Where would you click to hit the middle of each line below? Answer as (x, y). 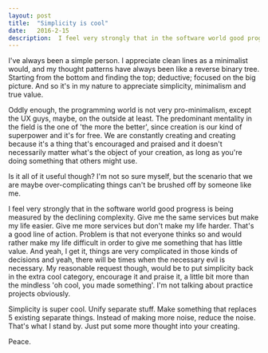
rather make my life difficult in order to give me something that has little (126, 243)
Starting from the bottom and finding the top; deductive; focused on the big (132, 77)
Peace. (20, 342)
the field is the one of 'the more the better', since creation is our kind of (125, 127)
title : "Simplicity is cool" (59, 23)
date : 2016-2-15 (39, 30)
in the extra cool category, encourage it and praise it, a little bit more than (129, 277)
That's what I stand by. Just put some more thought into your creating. (124, 326)
